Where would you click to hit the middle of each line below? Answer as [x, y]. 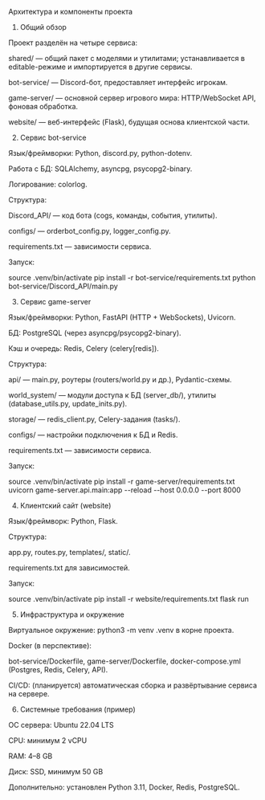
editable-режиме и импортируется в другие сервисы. [100, 67]
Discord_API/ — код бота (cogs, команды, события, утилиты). [113, 215]
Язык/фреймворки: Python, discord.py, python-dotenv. [100, 153]
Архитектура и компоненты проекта [71, 12]
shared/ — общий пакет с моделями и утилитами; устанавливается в [126, 58]
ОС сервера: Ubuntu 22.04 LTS [61, 725]
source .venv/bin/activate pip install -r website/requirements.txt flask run [128, 599]
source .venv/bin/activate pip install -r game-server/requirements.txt [122, 482]
